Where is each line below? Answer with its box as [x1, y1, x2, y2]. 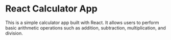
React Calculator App [5, 3, 98, 14]
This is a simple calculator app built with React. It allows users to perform [5, 19, 159, 25]
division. [5, 30, 23, 36]
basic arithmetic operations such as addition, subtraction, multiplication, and [5, 24, 166, 30]
